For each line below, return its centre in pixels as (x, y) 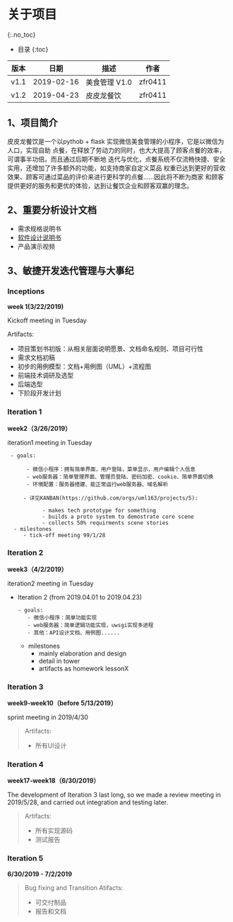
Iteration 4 (25, 765)
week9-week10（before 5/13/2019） (62, 703)
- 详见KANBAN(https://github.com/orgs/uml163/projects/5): (110, 498)
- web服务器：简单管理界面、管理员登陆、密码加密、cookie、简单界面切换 (120, 477)
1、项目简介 (33, 123)
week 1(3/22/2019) (36, 307)
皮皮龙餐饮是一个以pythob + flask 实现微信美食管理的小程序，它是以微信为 (116, 141)
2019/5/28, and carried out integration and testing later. (88, 802)
